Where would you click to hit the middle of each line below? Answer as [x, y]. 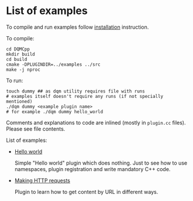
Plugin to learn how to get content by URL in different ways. [86, 192]
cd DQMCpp [18, 49]
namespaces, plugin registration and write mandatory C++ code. [92, 169]
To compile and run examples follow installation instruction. [77, 27]
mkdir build [20, 54]
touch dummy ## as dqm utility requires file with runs [75, 91]
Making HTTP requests [42, 180]
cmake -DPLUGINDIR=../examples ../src [53, 64]
